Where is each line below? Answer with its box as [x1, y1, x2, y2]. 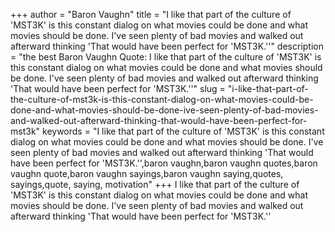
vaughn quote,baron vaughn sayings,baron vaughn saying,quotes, [10, 168, 284, 179]
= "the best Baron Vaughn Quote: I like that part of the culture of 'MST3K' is [10, 51, 322, 63]
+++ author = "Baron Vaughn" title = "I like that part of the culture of [10, 9, 292, 20]
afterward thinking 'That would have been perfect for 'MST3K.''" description [10, 40, 324, 52]
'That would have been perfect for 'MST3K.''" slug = [10, 83, 226, 94]
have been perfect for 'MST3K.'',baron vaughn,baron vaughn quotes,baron [10, 157, 318, 169]
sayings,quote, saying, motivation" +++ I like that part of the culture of [10, 179, 300, 190]
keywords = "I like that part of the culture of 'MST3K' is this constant [42, 125, 325, 137]
